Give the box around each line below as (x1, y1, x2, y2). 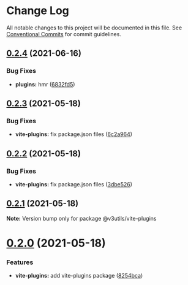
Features (6, 258, 34, 267)
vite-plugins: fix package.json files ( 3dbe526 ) (15, 181, 133, 188)
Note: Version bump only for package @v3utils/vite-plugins (6, 215, 157, 222)
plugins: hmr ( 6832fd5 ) (15, 80, 75, 88)
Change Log (6, 4, 69, 18)
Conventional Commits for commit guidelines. (6, 30, 121, 37)
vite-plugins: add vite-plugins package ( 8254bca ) (15, 272, 143, 279)
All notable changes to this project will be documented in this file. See (6, 24, 182, 31)
